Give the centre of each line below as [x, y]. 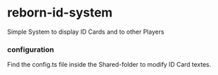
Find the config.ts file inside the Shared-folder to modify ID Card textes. [109, 65]
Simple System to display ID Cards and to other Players [86, 32]
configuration [31, 50]
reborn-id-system [60, 13]
